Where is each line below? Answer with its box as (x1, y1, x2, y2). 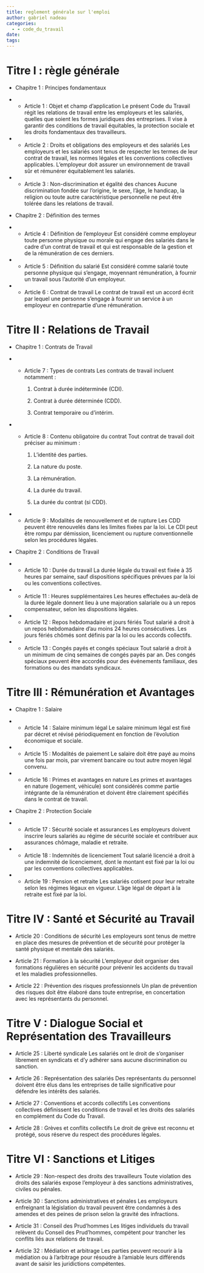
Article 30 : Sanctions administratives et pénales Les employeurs (15, 1197, 178, 1204)
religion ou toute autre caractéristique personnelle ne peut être (24, 193, 182, 201)
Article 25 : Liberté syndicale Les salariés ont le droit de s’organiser (15, 1050, 185, 1057)
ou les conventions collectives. (24, 579, 102, 587)
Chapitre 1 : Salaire (15, 705, 63, 713)
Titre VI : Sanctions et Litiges (6, 1152, 155, 1166)
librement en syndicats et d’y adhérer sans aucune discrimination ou (15, 1056, 188, 1063)
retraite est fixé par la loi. (24, 891, 87, 898)
